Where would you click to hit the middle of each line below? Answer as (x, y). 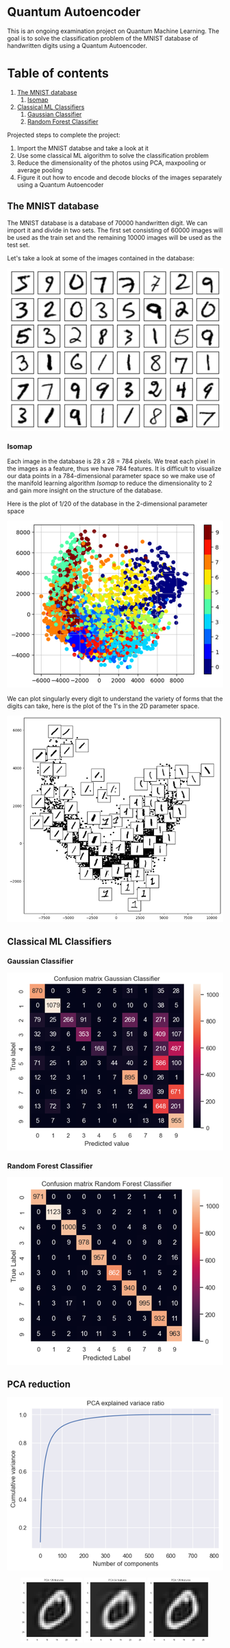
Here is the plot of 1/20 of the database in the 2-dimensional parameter (107, 504)
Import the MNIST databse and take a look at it (83, 148)
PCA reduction (39, 1384)
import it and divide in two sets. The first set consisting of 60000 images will (115, 230)
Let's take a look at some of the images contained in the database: (101, 258)
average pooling (40, 170)
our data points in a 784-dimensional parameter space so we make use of (111, 475)
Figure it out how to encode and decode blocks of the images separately (119, 177)
